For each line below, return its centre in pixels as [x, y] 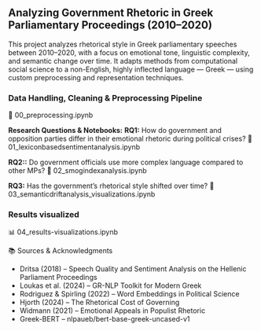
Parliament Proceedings [58, 278]
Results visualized [44, 215]
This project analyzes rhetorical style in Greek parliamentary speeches [123, 44]
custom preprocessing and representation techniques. [96, 77]
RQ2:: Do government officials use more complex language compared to [126, 162]
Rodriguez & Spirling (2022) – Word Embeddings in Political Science [129, 294]
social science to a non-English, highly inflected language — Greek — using [131, 69]
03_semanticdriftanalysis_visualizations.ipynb [82, 194]
